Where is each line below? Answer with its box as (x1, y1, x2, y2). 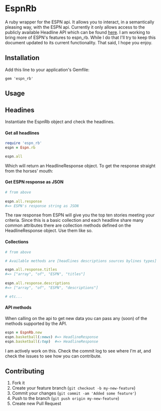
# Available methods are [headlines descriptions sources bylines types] (5, 258, 157, 263)
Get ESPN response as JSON (5, 179, 64, 185)
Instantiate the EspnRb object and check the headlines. (5, 119, 115, 125)
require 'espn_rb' (5, 141, 42, 146)
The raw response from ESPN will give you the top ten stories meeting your (5, 212, 155, 218)
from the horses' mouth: (5, 168, 53, 174)
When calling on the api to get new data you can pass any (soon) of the (5, 315, 147, 321)
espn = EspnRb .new (5, 330, 42, 335)
